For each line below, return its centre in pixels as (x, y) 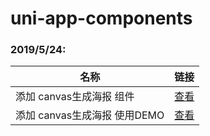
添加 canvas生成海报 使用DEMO (90, 115)
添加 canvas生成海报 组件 (75, 97)
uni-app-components (101, 18)
